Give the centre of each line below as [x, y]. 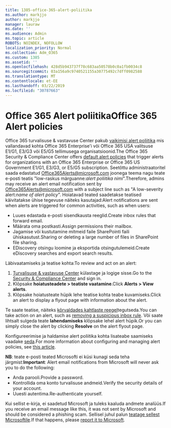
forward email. [28, 221]
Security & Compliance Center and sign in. [57, 279]
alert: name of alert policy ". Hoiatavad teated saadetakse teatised [73, 195]
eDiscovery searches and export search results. [63, 253]
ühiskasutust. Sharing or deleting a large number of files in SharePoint [85, 237]
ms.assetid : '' [21, 62]
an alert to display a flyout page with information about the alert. [80, 300]
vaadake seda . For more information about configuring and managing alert [83, 341]
